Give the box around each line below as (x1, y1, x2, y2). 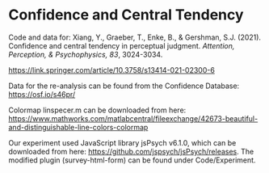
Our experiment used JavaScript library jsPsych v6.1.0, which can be (8, 137, 237, 147)
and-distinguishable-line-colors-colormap (8, 122, 149, 132)
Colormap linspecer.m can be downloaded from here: (8, 105, 187, 115)
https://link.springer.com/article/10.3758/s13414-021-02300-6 (8, 65, 216, 74)
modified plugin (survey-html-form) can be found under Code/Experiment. (8, 155, 256, 165)
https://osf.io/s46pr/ (8, 89, 76, 99)
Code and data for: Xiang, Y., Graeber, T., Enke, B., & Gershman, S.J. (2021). (8, 32, 261, 42)
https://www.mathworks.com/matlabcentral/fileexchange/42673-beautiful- (8, 113, 258, 123)
